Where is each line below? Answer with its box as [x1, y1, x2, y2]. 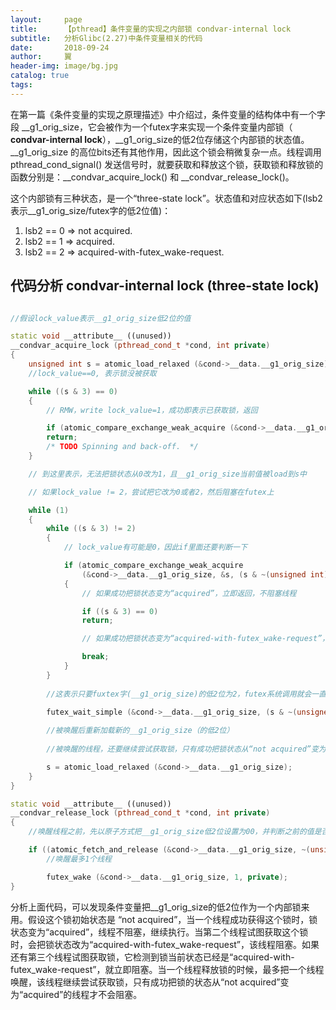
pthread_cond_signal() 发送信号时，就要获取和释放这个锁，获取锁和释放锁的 [10, 158, 324, 170]
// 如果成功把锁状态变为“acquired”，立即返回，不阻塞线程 [81, 588, 297, 598]
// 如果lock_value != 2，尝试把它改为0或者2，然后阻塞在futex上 [28, 487, 275, 497]
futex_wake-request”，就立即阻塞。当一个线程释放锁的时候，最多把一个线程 [10, 963, 325, 975]
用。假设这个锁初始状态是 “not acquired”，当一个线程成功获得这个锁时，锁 [10, 913, 318, 925]
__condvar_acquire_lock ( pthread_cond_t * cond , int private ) [10, 341, 271, 351]
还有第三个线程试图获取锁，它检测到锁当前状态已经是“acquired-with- [10, 951, 295, 963]
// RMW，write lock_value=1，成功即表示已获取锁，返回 [46, 405, 258, 415]
